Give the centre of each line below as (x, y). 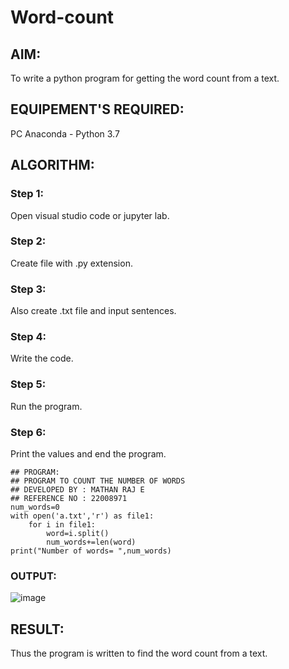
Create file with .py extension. (71, 263)
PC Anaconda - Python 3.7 (65, 133)
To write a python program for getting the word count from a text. (145, 78)
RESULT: (37, 629)
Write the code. (42, 358)
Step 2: (28, 241)
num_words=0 (35, 507)
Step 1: (27, 194)
